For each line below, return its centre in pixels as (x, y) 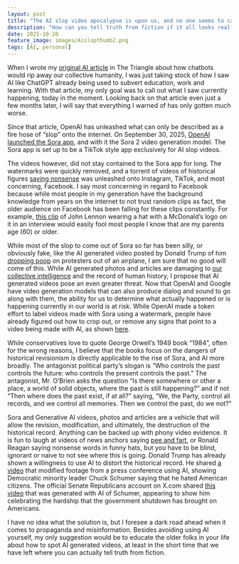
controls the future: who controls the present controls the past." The (107, 373)
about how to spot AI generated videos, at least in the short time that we (113, 545)
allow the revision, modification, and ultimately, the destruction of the (108, 425)
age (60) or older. (33, 232)
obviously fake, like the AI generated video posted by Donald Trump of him (117, 253)
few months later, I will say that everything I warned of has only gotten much (119, 105)
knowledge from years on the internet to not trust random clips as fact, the (117, 201)
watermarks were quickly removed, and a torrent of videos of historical (111, 171)
